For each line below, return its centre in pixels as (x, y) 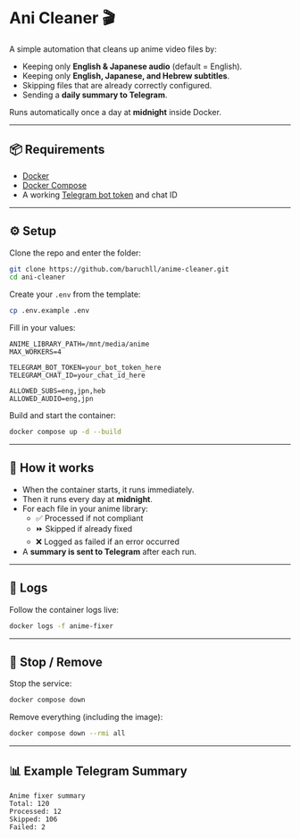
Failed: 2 (28, 827)
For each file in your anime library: (85, 508)
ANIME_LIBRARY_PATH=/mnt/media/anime (79, 344)
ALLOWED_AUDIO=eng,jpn (51, 399)
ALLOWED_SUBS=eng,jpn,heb (57, 391)
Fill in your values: (42, 328)
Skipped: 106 (33, 819)
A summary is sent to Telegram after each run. (109, 551)
